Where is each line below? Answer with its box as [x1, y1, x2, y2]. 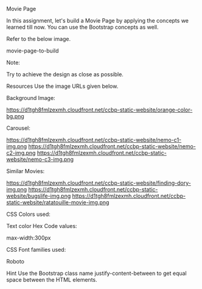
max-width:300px [6, 234, 51, 241]
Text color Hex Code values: [6, 223, 77, 229]
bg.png [6, 113, 24, 120]
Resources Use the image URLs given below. [6, 82, 119, 90]
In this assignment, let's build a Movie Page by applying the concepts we [6, 17, 189, 24]
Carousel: [6, 124, 30, 132]
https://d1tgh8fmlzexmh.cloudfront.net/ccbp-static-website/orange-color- [6, 106, 193, 113]
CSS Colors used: [6, 210, 50, 218]
